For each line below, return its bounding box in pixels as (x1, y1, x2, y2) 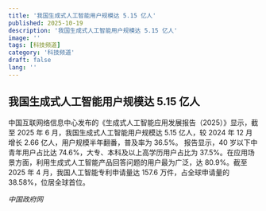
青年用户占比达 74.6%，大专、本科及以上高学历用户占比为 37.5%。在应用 (8, 147, 249, 157)
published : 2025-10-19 (8, 19, 83, 27)
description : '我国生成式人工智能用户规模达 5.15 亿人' (8, 26, 178, 34)
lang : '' (8, 64, 37, 72)
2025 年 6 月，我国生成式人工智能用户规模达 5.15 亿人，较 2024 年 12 (17, 127, 245, 137)
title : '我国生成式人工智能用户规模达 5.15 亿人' (8, 11, 156, 20)
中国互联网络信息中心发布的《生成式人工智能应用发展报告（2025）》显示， (8, 117, 252, 127)
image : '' (8, 33, 41, 42)
